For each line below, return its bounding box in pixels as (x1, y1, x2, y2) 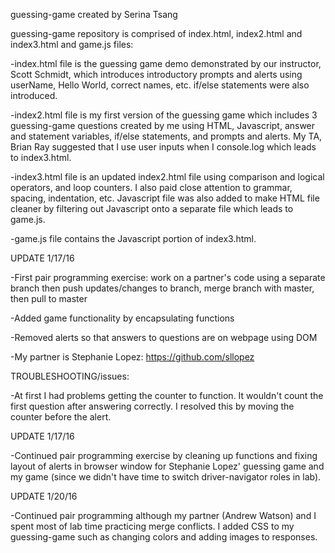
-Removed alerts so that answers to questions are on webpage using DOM (10, 332, 318, 343)
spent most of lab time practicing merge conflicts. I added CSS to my (10, 520, 295, 532)
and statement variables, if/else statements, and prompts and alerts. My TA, (10, 130, 323, 142)
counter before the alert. (10, 411, 112, 423)
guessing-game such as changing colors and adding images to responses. (10, 531, 318, 543)
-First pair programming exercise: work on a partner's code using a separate (10, 272, 326, 283)
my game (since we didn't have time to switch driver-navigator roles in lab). (10, 471, 322, 483)
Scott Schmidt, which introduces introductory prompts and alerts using (10, 69, 303, 80)
